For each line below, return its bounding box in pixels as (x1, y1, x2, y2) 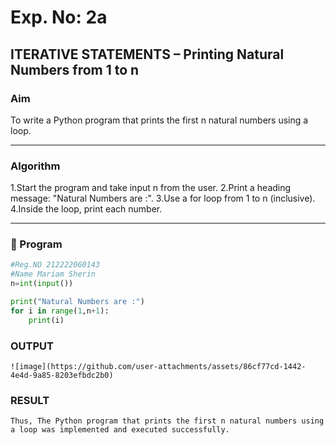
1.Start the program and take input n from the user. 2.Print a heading (10, 182, 292, 194)
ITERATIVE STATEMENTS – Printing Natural (10, 46, 285, 63)
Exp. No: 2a (10, 6, 108, 29)
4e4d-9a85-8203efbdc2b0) (10, 371, 114, 381)
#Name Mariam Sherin (10, 269, 97, 280)
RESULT (10, 393, 50, 407)
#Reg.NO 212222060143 (10, 260, 101, 270)
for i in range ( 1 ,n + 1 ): (10, 306, 110, 316)
